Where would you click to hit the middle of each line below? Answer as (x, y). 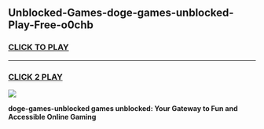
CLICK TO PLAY (38, 48)
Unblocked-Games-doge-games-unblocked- (121, 13)
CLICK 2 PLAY (35, 77)
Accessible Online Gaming (52, 116)
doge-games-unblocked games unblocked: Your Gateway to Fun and (123, 108)
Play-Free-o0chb (51, 25)
